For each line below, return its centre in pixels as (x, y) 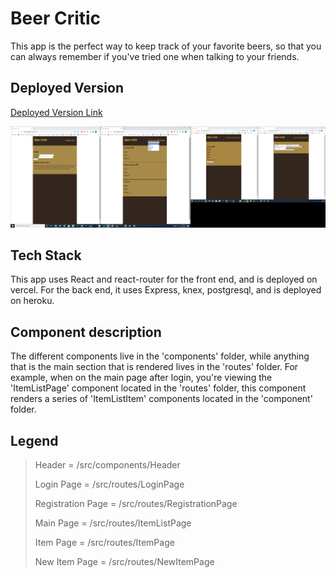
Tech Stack (46, 255)
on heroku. (32, 301)
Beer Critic (56, 18)
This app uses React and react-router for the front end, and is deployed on (164, 279)
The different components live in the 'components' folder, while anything (160, 356)
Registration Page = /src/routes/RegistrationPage (136, 504)
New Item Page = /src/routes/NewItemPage (124, 562)
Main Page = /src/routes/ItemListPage (113, 523)
